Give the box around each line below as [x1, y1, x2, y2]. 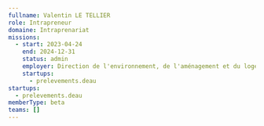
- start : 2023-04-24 [15, 41, 82, 49]
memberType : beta [8, 99, 65, 106]
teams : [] [8, 106, 41, 114]
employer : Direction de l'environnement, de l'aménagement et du [22, 63, 241, 70]
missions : [8, 33, 41, 41]
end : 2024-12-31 [22, 48, 76, 56]
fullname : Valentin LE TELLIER [8, 11, 111, 20]
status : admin [22, 56, 68, 63]
